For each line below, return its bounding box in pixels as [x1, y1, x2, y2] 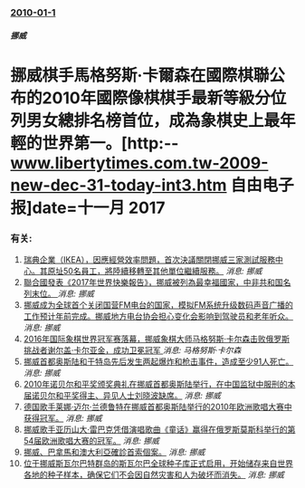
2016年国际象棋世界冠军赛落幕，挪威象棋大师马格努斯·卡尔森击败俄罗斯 [23, 333, 291, 344]
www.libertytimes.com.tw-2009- [10, 152, 269, 173]
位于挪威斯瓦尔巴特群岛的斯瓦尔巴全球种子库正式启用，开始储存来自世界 [23, 458, 293, 468]
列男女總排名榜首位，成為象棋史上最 [10, 110, 281, 130]
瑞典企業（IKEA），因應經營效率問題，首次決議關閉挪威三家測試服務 [23, 254, 276, 264]
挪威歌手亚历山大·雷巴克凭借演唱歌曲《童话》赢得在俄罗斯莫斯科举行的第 [23, 424, 296, 435]
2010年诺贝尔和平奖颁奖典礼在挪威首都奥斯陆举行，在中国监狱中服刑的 [23, 378, 288, 389]
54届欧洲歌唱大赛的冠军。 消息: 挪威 [23, 435, 160, 445]
